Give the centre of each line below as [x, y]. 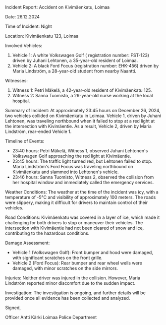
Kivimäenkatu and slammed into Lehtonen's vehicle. [65, 172]
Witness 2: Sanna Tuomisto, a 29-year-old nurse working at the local [83, 96]
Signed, [13, 308]
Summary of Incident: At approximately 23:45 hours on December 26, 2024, [83, 110]
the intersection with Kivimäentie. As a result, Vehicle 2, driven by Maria [79, 126]
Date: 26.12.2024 [23, 17]
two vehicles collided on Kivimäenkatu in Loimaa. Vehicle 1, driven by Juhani [83, 116]
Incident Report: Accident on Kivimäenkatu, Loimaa [57, 7]
